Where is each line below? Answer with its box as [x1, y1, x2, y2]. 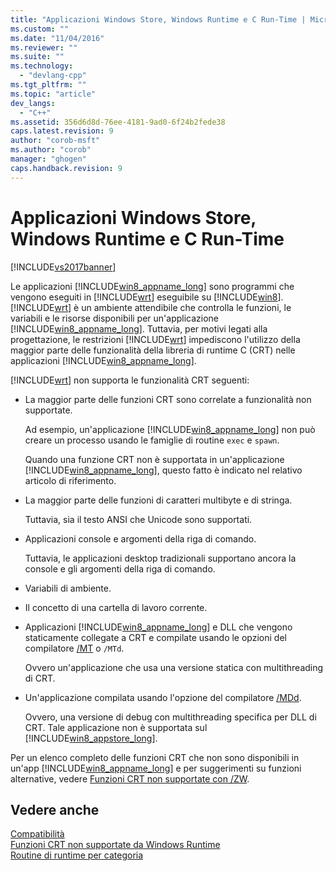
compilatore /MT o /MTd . [24, 642, 125, 654]
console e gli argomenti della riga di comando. [24, 562, 216, 575]
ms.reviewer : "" [10, 42, 78, 53]
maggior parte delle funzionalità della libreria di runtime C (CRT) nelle [10, 344, 296, 356]
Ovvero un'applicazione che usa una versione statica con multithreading [24, 661, 324, 673]
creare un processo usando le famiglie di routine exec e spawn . [24, 434, 280, 446]
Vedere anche [10, 801, 100, 818]
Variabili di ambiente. [24, 582, 112, 594]
